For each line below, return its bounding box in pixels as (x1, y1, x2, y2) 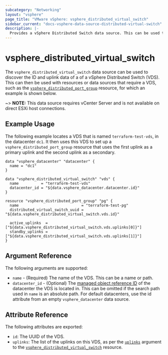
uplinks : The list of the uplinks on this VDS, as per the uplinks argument (12, 339, 161, 345)
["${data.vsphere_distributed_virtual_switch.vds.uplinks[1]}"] (5, 233, 142, 239)
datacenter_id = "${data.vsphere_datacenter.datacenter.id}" (9, 185, 140, 190)
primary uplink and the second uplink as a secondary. (5, 149, 116, 155)
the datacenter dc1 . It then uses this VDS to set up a (5, 139, 112, 145)
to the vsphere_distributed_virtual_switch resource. (12, 344, 123, 350)
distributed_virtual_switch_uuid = (9, 207, 84, 212)
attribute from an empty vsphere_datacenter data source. (12, 296, 130, 302)
